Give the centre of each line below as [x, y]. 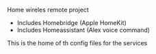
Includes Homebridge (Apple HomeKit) [71, 23]
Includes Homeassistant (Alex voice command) [83, 30]
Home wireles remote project [48, 10]
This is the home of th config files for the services [77, 43]
